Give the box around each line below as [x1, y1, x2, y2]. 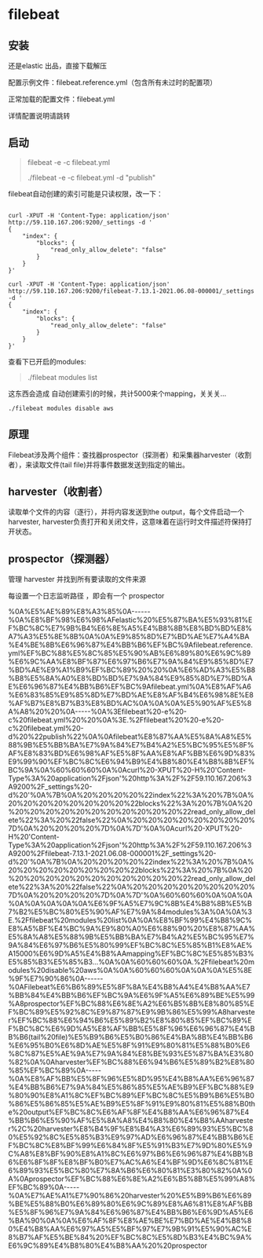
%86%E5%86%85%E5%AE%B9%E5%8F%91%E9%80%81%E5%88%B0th [8, 1099, 256, 1109]
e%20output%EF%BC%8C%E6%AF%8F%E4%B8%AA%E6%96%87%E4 [8, 1107, 250, 1117]
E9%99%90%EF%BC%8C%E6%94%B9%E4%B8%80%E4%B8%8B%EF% [8, 757, 255, 766]
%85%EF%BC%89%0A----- [8, 1066, 102, 1075]
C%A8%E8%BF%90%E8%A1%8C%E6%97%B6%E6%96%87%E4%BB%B [8, 1149, 254, 1159]
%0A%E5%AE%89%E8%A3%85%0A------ [8, 607, 151, 616]
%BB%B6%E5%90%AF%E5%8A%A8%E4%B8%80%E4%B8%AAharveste [8, 1116, 254, 1125]
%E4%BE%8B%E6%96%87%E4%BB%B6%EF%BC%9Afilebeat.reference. [8, 640, 254, 649]
